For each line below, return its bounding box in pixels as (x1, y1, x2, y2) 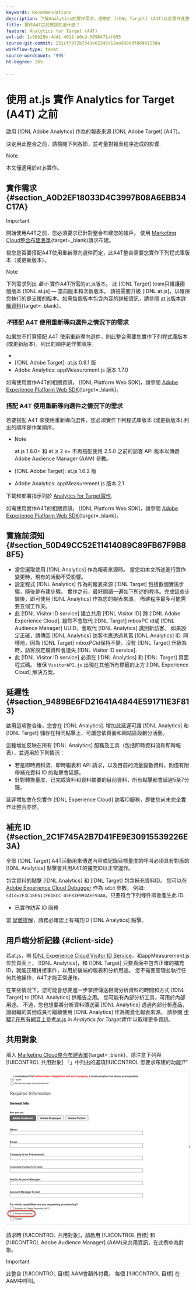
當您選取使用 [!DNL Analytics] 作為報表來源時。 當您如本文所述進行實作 (14, 566, 187, 573)
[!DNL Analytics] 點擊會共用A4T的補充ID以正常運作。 (6, 864, 134, 872)
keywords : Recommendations (6, 9, 72, 15)
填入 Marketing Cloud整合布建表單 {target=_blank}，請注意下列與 (6, 1051, 162, 1058)
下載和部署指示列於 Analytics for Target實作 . (6, 492, 113, 499)
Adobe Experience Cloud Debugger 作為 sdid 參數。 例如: (6, 884, 145, 891)
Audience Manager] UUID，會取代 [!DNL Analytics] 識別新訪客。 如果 (14, 624, 181, 631)
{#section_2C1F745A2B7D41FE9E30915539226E (6, 832, 188, 842)
